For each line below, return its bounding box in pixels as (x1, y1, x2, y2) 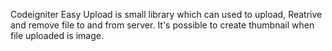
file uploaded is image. (10, 30, 104, 41)
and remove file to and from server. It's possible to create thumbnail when (10, 19, 315, 31)
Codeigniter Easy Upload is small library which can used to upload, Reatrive (10, 9, 323, 20)
